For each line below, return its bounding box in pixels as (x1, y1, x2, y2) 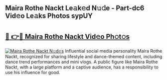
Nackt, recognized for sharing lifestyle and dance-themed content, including (5, 54, 163, 59)
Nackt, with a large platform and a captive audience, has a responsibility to (5, 64, 159, 70)
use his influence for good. (5, 70, 61, 75)
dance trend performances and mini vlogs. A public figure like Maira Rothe (5, 59, 158, 65)
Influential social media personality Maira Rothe (64, 48, 163, 54)
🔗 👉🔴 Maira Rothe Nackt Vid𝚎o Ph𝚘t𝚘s (5, 32, 130, 41)
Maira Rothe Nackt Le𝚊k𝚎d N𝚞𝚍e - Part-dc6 (5, 4, 145, 12)
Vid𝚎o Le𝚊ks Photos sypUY (5, 12, 93, 20)
